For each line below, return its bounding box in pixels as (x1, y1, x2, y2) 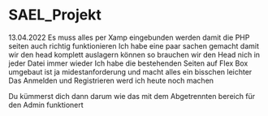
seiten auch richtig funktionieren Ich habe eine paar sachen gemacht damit (8, 41, 260, 50)
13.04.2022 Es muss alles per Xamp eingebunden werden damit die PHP (8, 32, 250, 42)
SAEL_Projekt (8, 6, 102, 24)
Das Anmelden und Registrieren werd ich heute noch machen (8, 75, 214, 85)
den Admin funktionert (8, 100, 84, 110)
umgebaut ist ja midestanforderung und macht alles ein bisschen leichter (8, 67, 253, 76)
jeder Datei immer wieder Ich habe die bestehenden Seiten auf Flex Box (8, 58, 249, 68)
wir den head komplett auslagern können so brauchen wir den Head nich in (8, 49, 261, 59)
